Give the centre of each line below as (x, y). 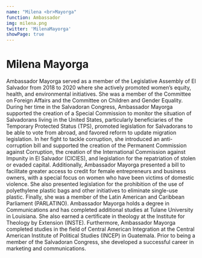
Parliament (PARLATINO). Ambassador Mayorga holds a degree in (88, 203)
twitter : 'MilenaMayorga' (39, 29)
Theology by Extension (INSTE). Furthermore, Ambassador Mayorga (91, 223)
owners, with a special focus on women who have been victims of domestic (100, 178)
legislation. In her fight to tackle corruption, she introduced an (83, 139)
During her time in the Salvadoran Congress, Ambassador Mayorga (90, 107)
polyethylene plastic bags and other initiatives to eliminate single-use (92, 191)
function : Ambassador (33, 18)
